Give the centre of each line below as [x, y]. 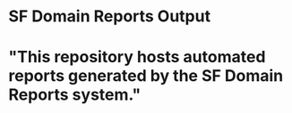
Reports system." [75, 95]
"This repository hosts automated [137, 57]
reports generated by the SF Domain [146, 76]
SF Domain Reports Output [110, 16]
